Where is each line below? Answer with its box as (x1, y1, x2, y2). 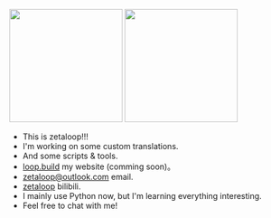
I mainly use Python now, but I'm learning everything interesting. (22, 191, 262, 201)
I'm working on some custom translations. (22, 141, 179, 151)
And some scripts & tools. (22, 150, 118, 161)
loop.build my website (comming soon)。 (22, 161, 176, 172)
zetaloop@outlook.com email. (22, 172, 134, 182)
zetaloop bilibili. (22, 181, 81, 192)
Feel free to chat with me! (22, 200, 118, 211)
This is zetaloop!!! (22, 131, 89, 142)
